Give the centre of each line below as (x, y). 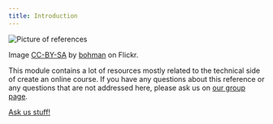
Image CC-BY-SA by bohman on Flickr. (74, 54)
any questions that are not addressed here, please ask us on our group (127, 88)
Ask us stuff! (30, 112)
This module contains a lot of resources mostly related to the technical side (134, 71)
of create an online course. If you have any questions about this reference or (136, 79)
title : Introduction (43, 16)
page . (18, 96)
